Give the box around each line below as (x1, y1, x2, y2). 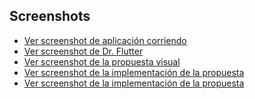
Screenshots (9, 8, 91, 25)
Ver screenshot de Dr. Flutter (23, 45, 144, 57)
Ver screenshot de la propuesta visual (23, 55, 181, 68)
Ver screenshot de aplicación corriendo (23, 34, 187, 46)
